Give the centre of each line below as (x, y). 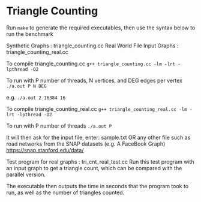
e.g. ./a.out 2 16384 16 (36, 97)
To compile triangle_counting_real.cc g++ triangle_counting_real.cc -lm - (100, 108)
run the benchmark (30, 34)
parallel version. (26, 174)
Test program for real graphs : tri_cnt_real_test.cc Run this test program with (100, 162)
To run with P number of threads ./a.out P (59, 126)
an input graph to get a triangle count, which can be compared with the (94, 168)
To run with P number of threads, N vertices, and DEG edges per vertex (94, 80)
